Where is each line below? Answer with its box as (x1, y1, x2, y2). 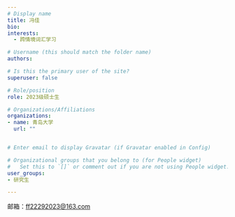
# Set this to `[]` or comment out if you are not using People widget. (7, 163, 230, 170)
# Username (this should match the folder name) (7, 49, 152, 56)
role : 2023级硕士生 (7, 93, 60, 100)
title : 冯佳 (7, 17, 40, 24)
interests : (7, 29, 39, 37)
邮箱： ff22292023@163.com (7, 202, 91, 211)
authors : (7, 55, 33, 63)
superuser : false (7, 74, 58, 81)
